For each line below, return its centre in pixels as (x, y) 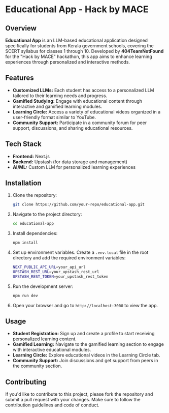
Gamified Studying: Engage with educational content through (77, 101)
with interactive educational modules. (52, 350)
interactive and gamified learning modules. (57, 106)
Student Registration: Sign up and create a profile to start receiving (83, 334)
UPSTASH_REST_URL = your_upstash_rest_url (56, 272)
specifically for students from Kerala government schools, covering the (79, 46)
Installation (23, 183)
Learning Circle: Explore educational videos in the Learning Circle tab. (86, 355)
